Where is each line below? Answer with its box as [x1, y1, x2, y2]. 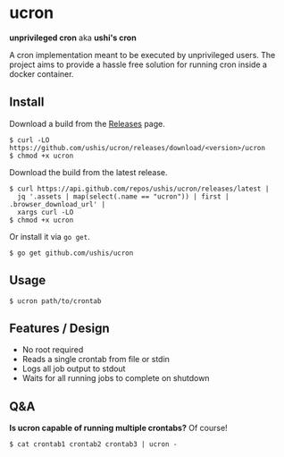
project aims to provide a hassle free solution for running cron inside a [9, 59, 268, 70]
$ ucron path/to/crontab [9, 296, 102, 306]
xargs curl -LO [17, 207, 74, 216]
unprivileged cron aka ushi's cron [9, 32, 137, 43]
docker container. [9, 68, 74, 79]
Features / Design [9, 320, 110, 335]
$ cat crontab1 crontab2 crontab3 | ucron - [9, 440, 178, 449]
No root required [21, 344, 84, 355]
